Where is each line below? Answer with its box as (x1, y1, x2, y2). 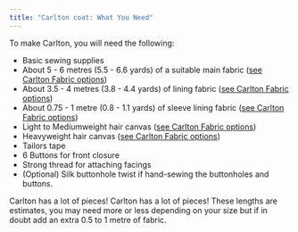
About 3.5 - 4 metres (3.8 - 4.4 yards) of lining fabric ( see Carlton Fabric (21, 83, 289, 94)
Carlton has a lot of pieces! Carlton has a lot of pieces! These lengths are (9, 195, 278, 206)
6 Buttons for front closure (21, 149, 120, 161)
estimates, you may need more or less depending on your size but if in (9, 204, 268, 215)
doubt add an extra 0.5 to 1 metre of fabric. (9, 214, 167, 225)
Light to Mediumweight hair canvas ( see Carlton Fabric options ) (21, 121, 257, 132)
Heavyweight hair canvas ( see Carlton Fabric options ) (21, 130, 221, 141)
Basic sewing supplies (21, 54, 104, 65)
